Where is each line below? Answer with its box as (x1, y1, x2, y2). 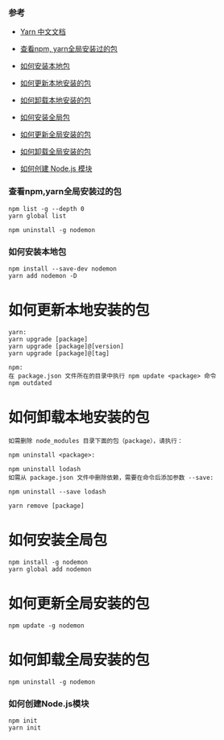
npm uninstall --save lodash (8, 487, 106, 496)
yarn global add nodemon (8, 565, 92, 573)
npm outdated (8, 378, 52, 387)
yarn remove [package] (8, 502, 85, 510)
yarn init (8, 723, 42, 732)
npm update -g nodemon (8, 622, 85, 630)
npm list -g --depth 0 (8, 205, 85, 213)
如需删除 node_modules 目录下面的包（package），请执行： (8, 436, 184, 444)
